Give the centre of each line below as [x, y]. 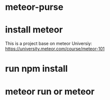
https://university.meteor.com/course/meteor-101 [55, 49]
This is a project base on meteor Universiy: [49, 44]
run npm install [37, 69]
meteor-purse [34, 7]
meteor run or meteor [50, 91]
